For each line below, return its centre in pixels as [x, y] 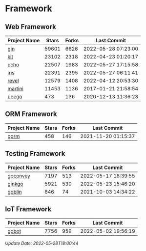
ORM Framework [31, 114]
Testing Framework [35, 153]
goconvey [19, 176]
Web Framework [31, 27]
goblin [15, 192]
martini [15, 89]
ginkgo [15, 184]
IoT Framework [28, 209]
